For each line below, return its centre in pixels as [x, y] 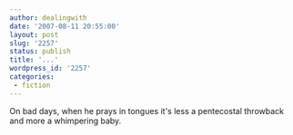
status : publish [40, 52]
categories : [32, 77]
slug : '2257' [34, 43]
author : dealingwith [49, 18]
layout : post [34, 34]
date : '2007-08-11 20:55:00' [65, 26]
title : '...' [34, 60]
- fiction [32, 85]
